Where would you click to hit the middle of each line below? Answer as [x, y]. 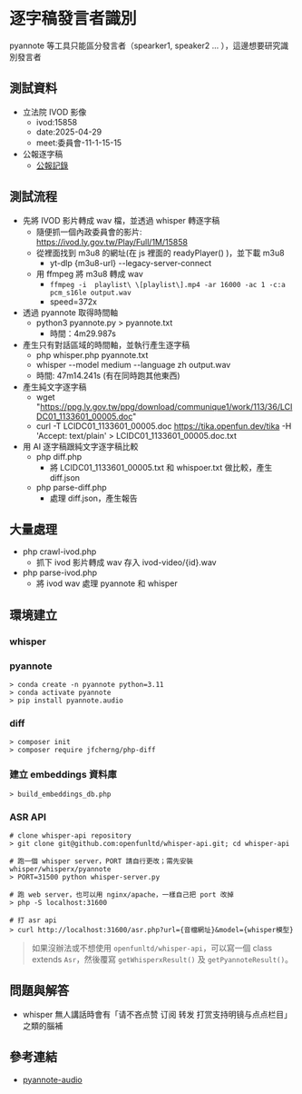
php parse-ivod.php [60, 572]
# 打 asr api [33, 920]
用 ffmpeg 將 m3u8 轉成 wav [89, 273]
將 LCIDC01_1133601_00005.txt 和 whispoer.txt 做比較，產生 [161, 467]
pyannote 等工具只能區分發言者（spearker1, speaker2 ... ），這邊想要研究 [145, 45]
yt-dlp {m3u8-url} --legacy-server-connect [130, 263]
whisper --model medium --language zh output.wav [133, 364]
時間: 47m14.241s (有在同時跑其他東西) [108, 375]
